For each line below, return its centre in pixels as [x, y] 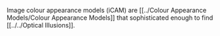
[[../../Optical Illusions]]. [41, 25]
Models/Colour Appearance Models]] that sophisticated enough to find [110, 18]
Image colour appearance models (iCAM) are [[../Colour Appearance [106, 10]
